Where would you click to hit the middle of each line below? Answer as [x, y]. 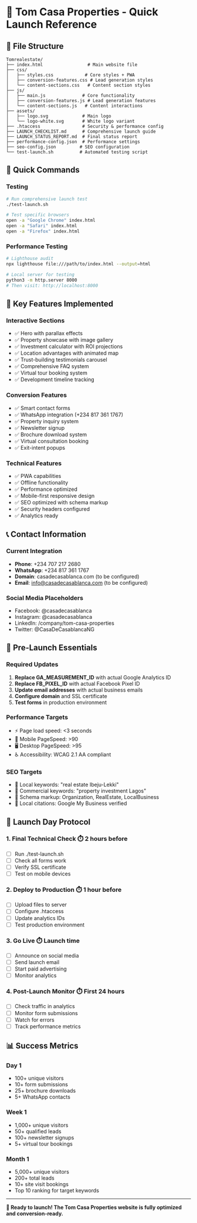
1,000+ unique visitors [41, 1125]
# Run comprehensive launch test [47, 199]
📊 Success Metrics [42, 1046]
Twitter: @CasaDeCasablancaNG [55, 629]
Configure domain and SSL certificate [61, 696]
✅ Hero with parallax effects [49, 333]
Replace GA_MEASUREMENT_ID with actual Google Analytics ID [93, 677]
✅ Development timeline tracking [55, 380]
